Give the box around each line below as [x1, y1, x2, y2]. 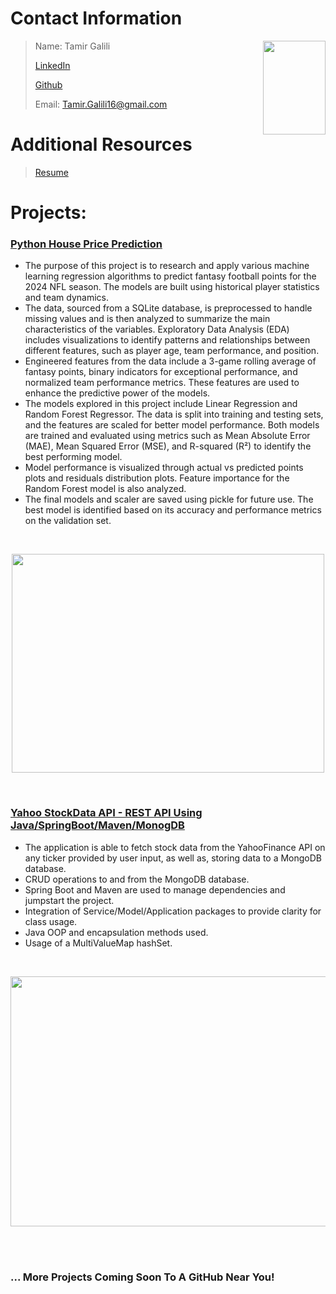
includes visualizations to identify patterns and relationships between [24, 334, 311, 346]
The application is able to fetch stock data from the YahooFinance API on [24, 841, 326, 853]
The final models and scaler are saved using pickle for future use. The [24, 493, 314, 506]
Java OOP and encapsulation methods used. [24, 926, 209, 938]
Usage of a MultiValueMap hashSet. [24, 937, 173, 949]
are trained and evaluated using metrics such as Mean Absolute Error [24, 430, 311, 442]
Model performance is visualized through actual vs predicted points [24, 462, 304, 474]
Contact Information [10, 7, 183, 30]
